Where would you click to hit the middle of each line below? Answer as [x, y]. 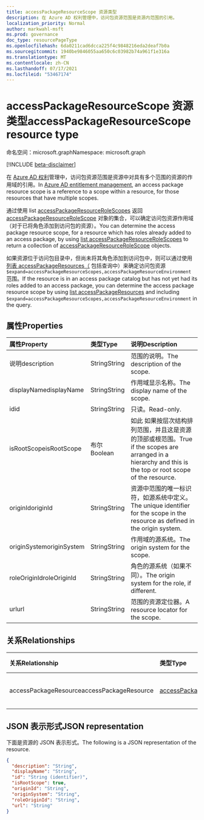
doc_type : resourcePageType [42, 40]
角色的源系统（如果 [158, 566]
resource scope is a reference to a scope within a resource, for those [93, 192]
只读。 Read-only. [156, 409]
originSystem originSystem [47, 547]
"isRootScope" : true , [39, 783]
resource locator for [159, 610]
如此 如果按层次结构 [159, 421]
